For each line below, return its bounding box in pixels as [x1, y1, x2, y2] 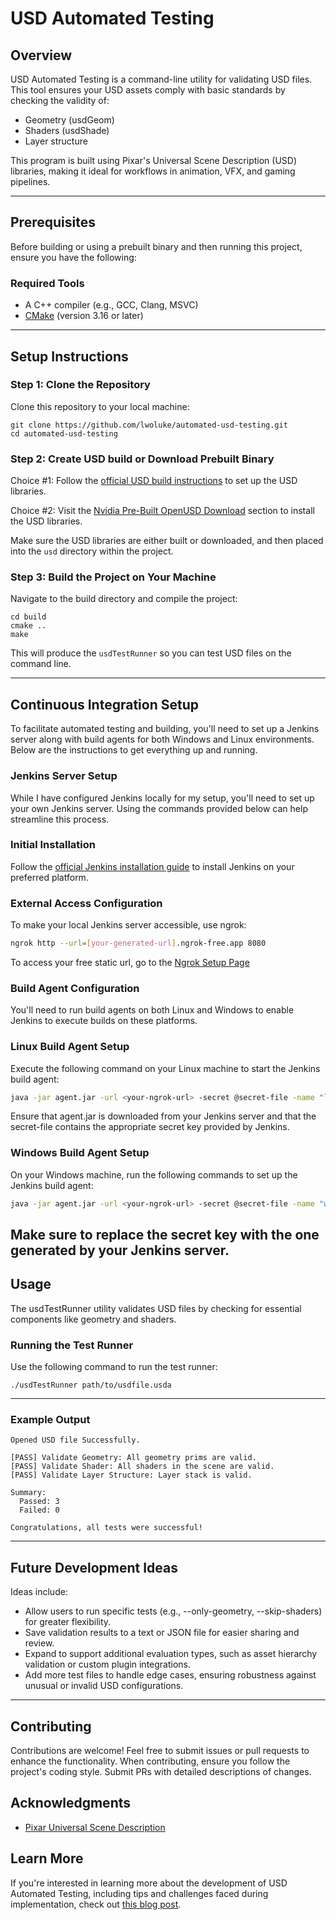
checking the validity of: [10, 95, 110, 106]
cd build [10, 612, 47, 622]
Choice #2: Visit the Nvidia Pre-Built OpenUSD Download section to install [10, 505, 315, 517]
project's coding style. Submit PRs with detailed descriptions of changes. [10, 1766, 312, 1778]
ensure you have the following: [10, 251, 137, 263]
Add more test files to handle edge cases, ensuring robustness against [24, 1669, 317, 1681]
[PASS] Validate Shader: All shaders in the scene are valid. [10, 1462, 275, 1472]
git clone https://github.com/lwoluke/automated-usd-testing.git [10, 420, 288, 430]
